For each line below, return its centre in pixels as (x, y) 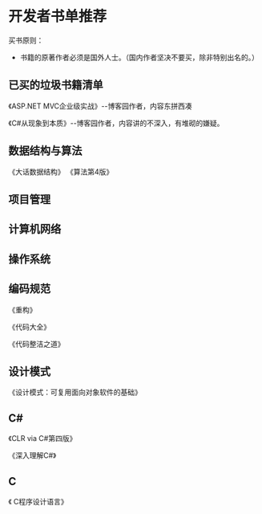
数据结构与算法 (45, 151)
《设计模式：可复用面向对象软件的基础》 (75, 392)
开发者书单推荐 (58, 16)
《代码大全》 (29, 327)
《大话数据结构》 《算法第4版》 (61, 171)
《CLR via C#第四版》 (42, 439)
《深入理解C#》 (32, 455)
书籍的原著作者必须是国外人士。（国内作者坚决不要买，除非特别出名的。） (139, 57)
